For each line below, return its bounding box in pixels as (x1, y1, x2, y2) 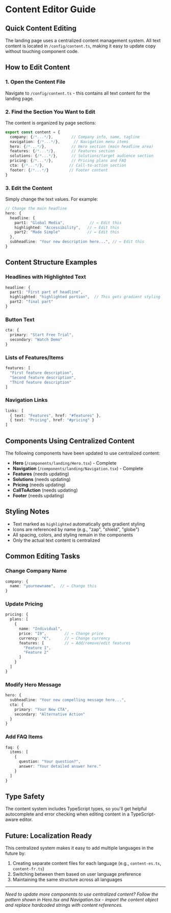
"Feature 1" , (23, 645, 51, 651)
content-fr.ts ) (12, 866, 44, 872)
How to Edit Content (5, 63, 70, 72)
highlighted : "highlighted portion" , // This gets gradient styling (10, 295, 160, 300)
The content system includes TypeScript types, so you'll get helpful (5, 806, 147, 812)
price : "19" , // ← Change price (18, 631, 103, 636)
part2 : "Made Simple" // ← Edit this (14, 230, 120, 235)
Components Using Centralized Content (5, 437, 135, 445)
